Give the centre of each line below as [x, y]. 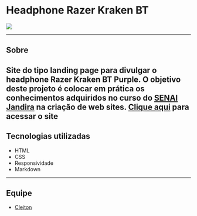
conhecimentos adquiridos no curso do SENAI [92, 98]
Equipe [19, 193]
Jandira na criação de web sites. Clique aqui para [98, 107]
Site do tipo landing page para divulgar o [81, 70]
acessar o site [32, 116]
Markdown [28, 169]
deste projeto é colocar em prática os [75, 89]
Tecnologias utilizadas [48, 136]
